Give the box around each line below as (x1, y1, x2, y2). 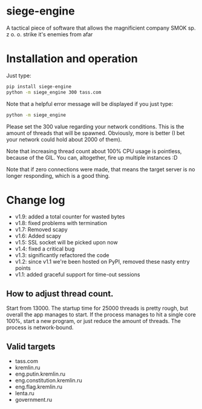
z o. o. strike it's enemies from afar (6, 30, 93, 38)
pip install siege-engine (6, 83, 71, 90)
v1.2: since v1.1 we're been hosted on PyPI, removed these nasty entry (15, 258, 190, 266)
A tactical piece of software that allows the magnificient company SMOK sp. (6, 24, 196, 31)
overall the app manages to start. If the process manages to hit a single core (6, 311, 197, 318)
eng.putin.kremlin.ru (15, 370, 65, 378)
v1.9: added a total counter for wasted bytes (15, 213, 125, 220)
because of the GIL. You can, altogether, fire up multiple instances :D (6, 154, 178, 161)
